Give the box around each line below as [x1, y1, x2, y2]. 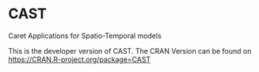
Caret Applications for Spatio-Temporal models [8, 31, 162, 40]
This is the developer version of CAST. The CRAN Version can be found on [8, 46, 252, 55]
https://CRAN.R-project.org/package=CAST [8, 55, 151, 64]
